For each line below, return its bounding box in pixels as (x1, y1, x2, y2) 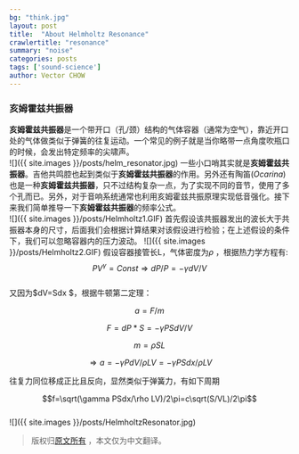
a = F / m (134, 305, 165, 316)
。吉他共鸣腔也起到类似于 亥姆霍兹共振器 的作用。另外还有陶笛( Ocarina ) (25, 169, 287, 179)
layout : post (9, 21, 58, 30)
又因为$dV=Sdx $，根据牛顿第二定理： (9, 287, 152, 298)
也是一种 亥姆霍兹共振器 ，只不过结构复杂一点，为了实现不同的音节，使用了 (9, 180, 282, 191)
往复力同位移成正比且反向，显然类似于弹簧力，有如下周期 (9, 376, 220, 386)
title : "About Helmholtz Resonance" (9, 29, 149, 38)
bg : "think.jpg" (9, 12, 69, 22)
